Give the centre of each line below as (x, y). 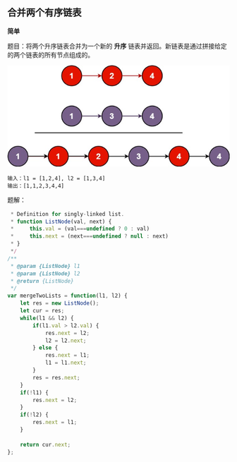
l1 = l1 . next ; (66, 363)
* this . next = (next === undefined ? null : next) (90, 236)
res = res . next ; (56, 377)
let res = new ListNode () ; (60, 303)
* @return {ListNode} (42, 281)
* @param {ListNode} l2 (45, 274)
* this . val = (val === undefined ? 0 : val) (80, 229)
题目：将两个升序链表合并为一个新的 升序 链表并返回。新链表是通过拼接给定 (117, 46)
